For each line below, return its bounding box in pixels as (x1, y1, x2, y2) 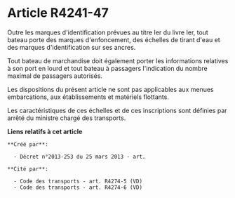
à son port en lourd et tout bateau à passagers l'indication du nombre (7, 64, 208, 72)
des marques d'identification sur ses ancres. (7, 43, 136, 51)
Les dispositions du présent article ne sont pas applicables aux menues (7, 85, 214, 93)
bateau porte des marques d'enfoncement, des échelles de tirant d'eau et (7, 35, 220, 44)
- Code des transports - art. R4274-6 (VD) (13, 184, 142, 191)
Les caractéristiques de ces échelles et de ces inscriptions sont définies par (7, 106, 227, 114)
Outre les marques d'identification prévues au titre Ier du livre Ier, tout (7, 28, 208, 37)
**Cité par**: (7, 165, 49, 173)
